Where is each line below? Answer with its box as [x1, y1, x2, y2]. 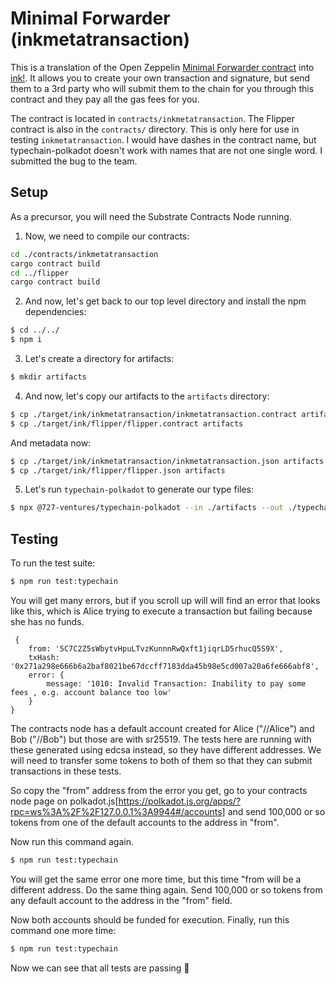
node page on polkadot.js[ [10, 795, 119, 807]
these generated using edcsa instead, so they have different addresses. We [10, 743, 322, 756]
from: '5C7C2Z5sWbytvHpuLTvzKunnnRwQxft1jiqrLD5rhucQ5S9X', [28, 643, 284, 654]
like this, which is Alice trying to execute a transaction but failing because [10, 605, 313, 617]
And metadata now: [10, 437, 92, 449]
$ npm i [10, 335, 43, 345]
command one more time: [10, 924, 117, 936]
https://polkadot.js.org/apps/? [118, 795, 242, 807]
